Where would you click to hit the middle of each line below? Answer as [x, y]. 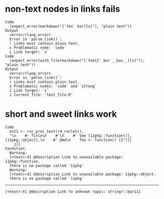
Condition [15, 148]
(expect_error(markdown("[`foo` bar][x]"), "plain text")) [71, 26]
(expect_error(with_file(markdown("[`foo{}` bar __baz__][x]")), [77, 60]
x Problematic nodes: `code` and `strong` [53, 86]
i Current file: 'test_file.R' [41, 95]
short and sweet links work [61, 114]
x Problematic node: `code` [38, 47]
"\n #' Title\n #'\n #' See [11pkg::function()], [71, 135]
